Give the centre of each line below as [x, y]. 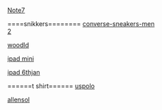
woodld [18, 45]
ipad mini [21, 59]
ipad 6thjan [24, 72]
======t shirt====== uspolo [51, 86]
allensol [19, 99]
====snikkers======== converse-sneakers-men [81, 24]
